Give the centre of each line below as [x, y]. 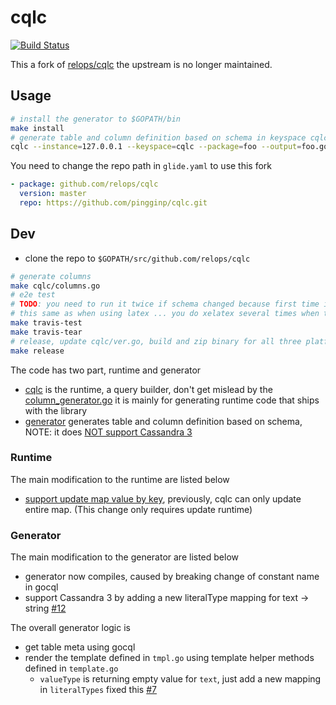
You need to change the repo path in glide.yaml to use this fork [141, 166]
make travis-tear [46, 332]
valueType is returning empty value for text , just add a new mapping [180, 679]
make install [37, 128]
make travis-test [46, 323]
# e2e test [33, 295]
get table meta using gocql [80, 647]
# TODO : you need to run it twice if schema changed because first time [165, 304]
